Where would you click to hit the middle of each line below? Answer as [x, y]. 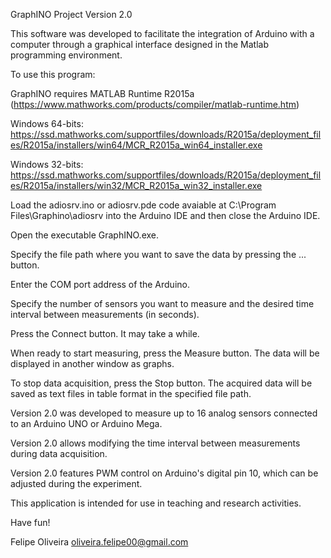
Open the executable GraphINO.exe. [85, 235]
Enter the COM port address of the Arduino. [100, 284]
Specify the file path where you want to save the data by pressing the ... [158, 254]
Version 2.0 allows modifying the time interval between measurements [155, 443]
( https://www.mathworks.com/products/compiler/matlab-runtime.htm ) [155, 104]
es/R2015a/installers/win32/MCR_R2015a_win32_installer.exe [136, 185]
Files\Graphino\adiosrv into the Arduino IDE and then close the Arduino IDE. [165, 215]
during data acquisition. [59, 453]
